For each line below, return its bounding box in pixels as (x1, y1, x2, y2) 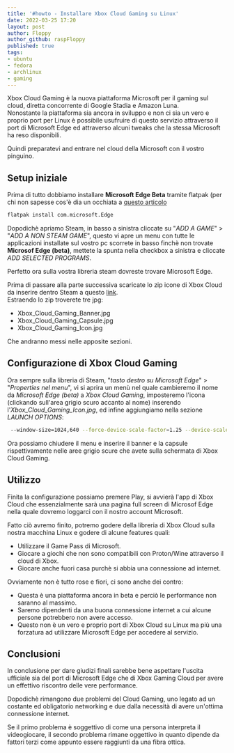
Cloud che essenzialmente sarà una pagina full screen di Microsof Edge (7, 499, 214, 509)
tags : (7, 49, 23, 56)
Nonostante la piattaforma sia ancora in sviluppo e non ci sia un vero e (7, 109, 210, 117)
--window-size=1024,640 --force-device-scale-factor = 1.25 (10, 426, 182, 433)
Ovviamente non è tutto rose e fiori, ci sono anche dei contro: (7, 577, 183, 586)
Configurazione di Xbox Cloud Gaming (7, 357, 178, 369)
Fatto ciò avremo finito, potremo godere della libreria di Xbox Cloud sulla (7, 520, 215, 529)
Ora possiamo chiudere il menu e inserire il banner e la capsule (7, 439, 188, 447)
